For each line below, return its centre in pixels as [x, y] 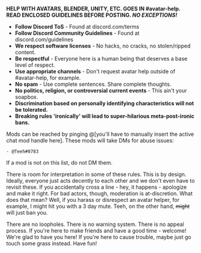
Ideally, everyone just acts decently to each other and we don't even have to [100, 181]
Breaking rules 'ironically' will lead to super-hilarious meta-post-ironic [105, 116]
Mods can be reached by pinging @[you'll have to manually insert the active [100, 134]
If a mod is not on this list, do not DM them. [59, 163]
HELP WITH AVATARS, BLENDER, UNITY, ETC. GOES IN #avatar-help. [94, 9]
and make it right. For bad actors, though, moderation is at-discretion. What [100, 194]
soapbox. [26, 97]
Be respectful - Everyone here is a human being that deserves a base [101, 59]
